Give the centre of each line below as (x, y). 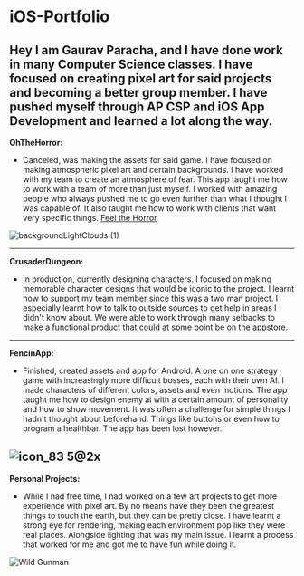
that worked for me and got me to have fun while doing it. (129, 544)
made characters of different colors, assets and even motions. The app (155, 390)
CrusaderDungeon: (47, 261)
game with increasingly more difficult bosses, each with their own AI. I (153, 380)
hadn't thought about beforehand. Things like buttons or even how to (151, 419)
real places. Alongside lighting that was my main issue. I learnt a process (158, 534)
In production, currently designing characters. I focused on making (147, 279)
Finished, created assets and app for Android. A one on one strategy (150, 370)
